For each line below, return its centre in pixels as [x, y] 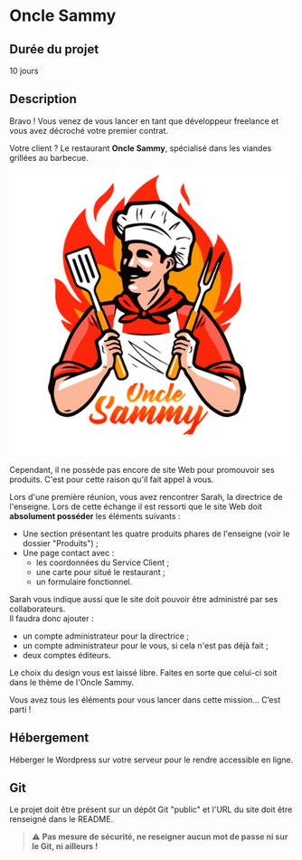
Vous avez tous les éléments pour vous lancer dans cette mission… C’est [145, 699]
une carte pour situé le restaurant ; [100, 572]
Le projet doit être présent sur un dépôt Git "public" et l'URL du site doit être [151, 809]
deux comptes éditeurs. [66, 655]
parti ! [20, 709]
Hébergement [49, 738]
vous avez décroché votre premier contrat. [89, 130]
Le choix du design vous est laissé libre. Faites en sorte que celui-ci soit [143, 672]
